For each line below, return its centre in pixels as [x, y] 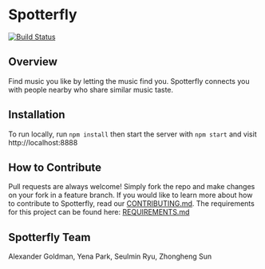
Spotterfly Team [49, 237]
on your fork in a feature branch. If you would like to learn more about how [131, 195]
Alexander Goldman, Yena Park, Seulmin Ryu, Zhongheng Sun [110, 256]
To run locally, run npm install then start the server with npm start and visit [132, 134]
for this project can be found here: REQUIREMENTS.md [99, 212]
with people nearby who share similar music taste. [91, 89]
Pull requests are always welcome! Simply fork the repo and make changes [132, 187]
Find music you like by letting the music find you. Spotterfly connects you [129, 81]
